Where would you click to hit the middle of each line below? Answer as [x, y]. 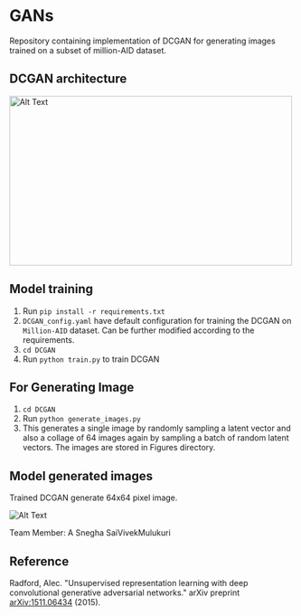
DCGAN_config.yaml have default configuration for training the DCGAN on [157, 320]
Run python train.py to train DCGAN [91, 359]
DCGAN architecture [68, 79]
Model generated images [81, 476]
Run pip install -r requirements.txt [94, 311]
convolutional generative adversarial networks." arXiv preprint [125, 592]
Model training [51, 289]
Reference [39, 561]
